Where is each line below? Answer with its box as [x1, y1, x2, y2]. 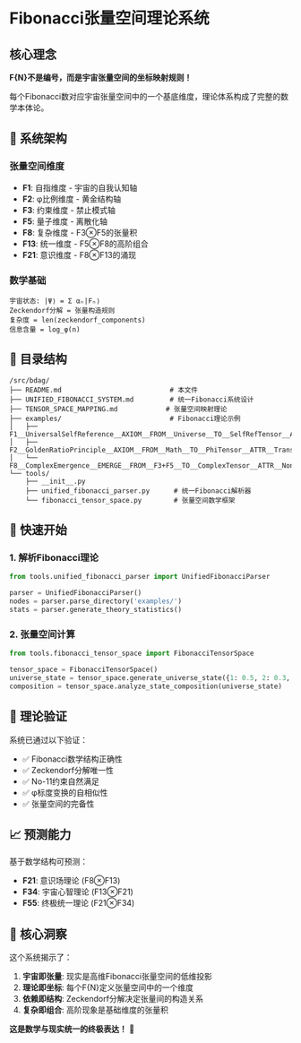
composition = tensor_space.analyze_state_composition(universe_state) [9, 682, 282, 691]
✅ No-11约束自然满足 [21, 776, 100, 787]
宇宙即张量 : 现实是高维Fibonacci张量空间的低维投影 [21, 971, 212, 982]
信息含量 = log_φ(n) [9, 324, 81, 334]
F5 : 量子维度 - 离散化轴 [21, 216, 108, 227]
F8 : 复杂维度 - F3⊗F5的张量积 [21, 227, 138, 237]
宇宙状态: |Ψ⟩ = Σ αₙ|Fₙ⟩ [9, 297, 101, 306]
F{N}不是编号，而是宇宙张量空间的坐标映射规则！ [9, 73, 193, 82]
